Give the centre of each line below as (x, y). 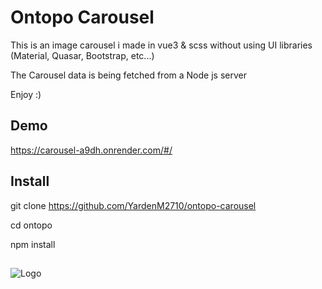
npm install (33, 244)
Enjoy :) (26, 94)
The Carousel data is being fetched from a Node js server (128, 75)
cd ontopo (31, 225)
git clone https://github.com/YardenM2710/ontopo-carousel (133, 205)
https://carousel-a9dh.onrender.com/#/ (91, 150)
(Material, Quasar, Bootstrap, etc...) (82, 55)
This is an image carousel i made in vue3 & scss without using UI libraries (161, 45)
